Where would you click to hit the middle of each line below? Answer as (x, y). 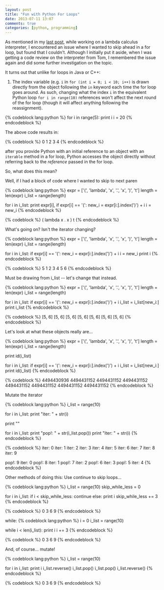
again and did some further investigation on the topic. (59, 63)
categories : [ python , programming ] (41, 28)
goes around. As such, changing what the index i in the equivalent (79, 92)
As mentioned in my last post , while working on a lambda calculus (71, 42)
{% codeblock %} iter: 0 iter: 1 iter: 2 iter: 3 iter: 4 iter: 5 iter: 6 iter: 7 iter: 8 (80, 448)
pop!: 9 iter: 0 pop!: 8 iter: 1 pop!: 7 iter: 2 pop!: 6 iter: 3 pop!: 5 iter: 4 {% (78, 463)
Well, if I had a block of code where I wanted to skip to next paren (71, 181)
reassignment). (27, 108)
